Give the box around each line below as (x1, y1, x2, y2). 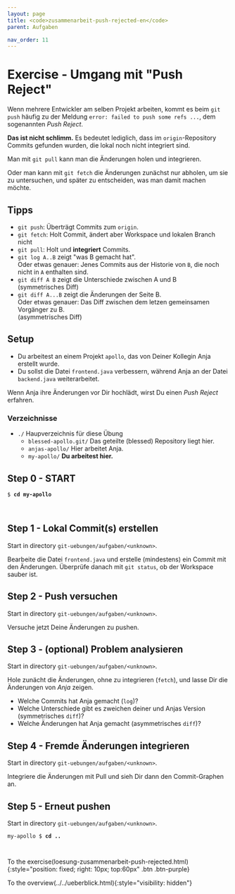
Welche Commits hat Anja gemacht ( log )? (17, 697, 139, 705)
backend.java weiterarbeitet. (17, 374, 100, 383)
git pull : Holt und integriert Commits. (17, 245, 131, 254)
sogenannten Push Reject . (7, 120, 83, 129)
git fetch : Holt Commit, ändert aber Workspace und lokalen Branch (17, 230, 216, 239)
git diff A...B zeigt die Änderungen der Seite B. (17, 290, 162, 299)
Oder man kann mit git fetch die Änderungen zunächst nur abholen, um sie (7, 169, 229, 177)
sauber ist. (7, 570, 38, 578)
